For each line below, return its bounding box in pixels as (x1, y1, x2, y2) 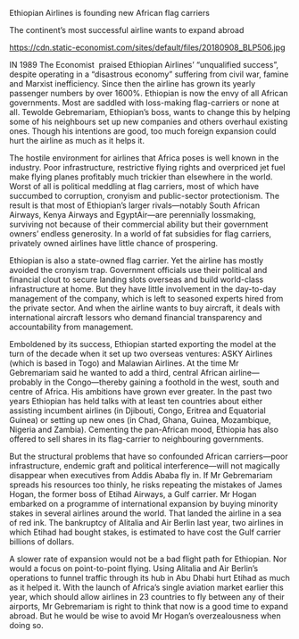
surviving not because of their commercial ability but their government (9, 219, 269, 229)
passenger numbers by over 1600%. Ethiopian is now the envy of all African (9, 88, 288, 98)
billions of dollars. (9, 536, 74, 547)
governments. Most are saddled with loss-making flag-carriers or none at (9, 97, 279, 108)
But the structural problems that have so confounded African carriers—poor (9, 451, 288, 461)
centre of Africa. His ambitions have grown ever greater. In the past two (9, 386, 272, 396)
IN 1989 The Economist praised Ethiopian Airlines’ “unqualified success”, (9, 60, 279, 70)
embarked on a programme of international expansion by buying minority (9, 499, 278, 509)
